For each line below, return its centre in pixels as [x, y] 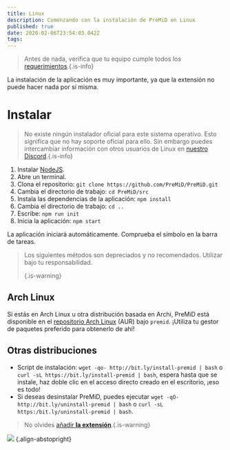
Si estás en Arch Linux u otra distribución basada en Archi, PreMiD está [108, 314]
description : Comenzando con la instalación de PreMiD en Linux [101, 20]
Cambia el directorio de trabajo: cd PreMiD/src [83, 191]
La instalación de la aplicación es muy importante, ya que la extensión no [111, 79]
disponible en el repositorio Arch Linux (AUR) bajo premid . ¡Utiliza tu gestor [113, 321]
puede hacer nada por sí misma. [53, 87]
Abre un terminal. [42, 177]
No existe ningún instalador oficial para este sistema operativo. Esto [120, 134]
